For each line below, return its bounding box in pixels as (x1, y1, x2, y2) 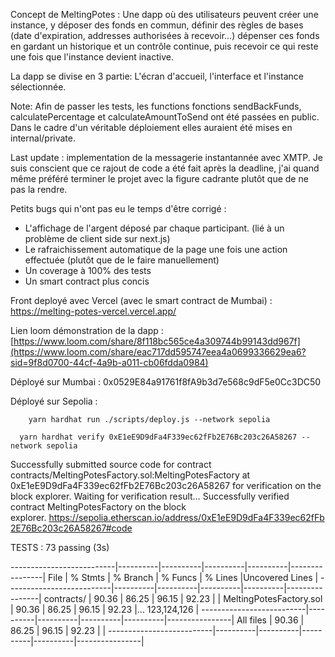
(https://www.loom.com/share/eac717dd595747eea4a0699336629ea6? (10, 346, 307, 358)
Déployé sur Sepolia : (10, 395, 98, 407)
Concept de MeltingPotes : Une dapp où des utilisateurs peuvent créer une (10, 9, 319, 20)
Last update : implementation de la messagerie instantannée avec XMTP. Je (10, 152, 323, 163)
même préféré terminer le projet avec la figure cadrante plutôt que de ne (10, 173, 309, 184)
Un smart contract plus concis (24, 275, 150, 287)
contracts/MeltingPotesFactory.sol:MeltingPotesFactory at (10, 469, 251, 481)
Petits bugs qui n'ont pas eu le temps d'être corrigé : (10, 203, 227, 214)
